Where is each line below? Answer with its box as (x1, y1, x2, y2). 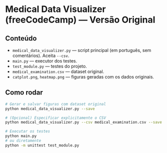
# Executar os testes (5, 129, 50, 134)
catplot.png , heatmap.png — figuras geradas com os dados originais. (12, 74, 154, 79)
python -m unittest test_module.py (5, 142, 79, 148)
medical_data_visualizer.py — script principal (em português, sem (12, 47, 151, 53)
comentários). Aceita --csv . (12, 52, 69, 58)
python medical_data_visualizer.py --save (5, 106, 95, 111)
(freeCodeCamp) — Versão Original (5, 14, 155, 25)
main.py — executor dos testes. (12, 58, 77, 63)
